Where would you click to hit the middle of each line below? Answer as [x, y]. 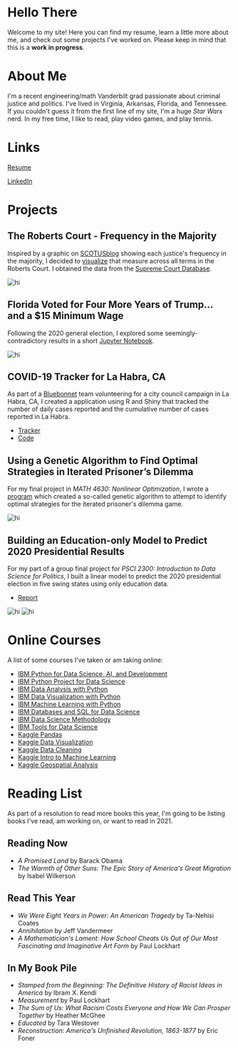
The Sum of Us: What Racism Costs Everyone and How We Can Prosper [124, 1008]
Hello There [42, 12]
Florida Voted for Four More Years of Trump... [110, 305]
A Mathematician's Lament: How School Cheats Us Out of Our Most [118, 938]
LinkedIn [20, 181]
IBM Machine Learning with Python [69, 704]
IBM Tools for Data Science [58, 727]
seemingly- [181, 333]
